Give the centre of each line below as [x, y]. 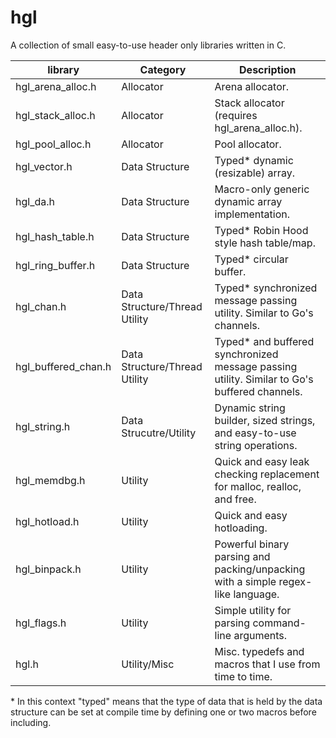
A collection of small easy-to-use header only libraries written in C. [148, 45]
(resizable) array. [254, 173]
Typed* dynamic [254, 160]
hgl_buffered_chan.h [63, 366]
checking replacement [267, 474]
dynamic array [248, 201]
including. [31, 722]
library [63, 69]
